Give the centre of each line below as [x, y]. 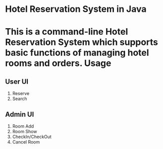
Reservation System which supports [82, 42]
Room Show [25, 131]
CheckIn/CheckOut [32, 137]
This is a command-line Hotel [67, 32]
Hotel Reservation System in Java [76, 9]
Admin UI [20, 114]
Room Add [23, 126]
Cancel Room [26, 142]
